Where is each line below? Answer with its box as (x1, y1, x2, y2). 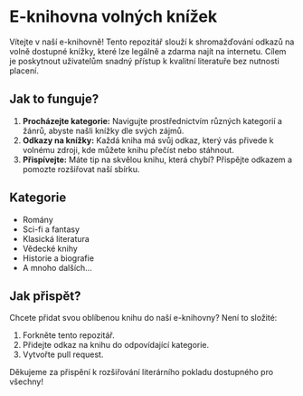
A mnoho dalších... (22, 262, 92, 273)
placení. (9, 65, 39, 76)
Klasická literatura (22, 233, 90, 244)
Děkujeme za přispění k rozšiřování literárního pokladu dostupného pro (9, 367, 274, 378)
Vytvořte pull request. (22, 349, 104, 360)
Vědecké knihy (22, 243, 79, 254)
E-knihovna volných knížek (9, 6, 218, 27)
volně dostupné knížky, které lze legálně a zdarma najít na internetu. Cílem (9, 45, 287, 56)
